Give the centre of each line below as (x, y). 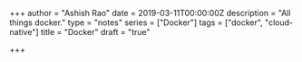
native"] (24, 32)
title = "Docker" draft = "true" (95, 32)
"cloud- (278, 22)
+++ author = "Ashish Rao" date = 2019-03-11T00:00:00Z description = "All (150, 13)
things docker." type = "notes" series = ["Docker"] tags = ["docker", (136, 22)
